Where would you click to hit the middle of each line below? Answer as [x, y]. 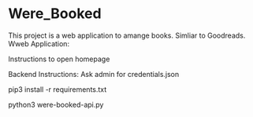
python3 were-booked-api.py [56, 104]
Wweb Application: [39, 43]
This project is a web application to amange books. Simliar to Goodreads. [127, 35]
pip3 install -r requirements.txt [58, 89]
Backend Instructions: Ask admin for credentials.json [94, 74]
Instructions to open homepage [59, 59]
